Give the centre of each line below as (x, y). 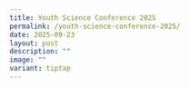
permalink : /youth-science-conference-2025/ (95, 26)
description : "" (40, 52)
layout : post (34, 43)
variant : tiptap (40, 69)
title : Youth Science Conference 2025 (83, 18)
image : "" (28, 60)
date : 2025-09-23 (42, 34)
